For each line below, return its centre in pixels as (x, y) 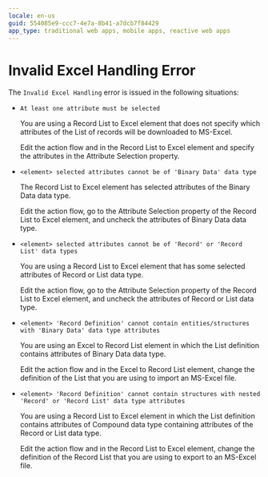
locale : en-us (32, 16)
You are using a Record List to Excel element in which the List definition (138, 416)
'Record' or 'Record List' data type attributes (102, 402)
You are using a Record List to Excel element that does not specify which (140, 123)
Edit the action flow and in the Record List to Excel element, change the (137, 449)
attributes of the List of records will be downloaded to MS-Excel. (126, 132)
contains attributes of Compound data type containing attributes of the (136, 425)
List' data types (49, 252)
